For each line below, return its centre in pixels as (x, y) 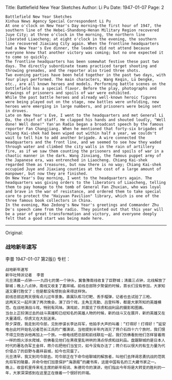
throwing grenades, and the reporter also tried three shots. (73, 71)
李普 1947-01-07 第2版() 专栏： (38, 259)
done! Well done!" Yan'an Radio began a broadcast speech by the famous (84, 124)
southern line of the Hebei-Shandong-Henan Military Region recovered (82, 30)
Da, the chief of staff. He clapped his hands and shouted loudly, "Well (86, 120)
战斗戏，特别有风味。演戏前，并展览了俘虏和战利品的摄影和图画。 (87, 308)
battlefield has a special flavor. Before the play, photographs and (81, 89)
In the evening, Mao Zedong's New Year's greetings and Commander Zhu (82, 205)
